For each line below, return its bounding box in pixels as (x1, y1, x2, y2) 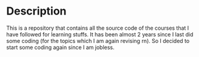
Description (6, 4, 67, 18)
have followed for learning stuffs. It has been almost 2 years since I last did (6, 30, 194, 38)
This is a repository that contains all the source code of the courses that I (6, 24, 189, 32)
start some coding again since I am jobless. (6, 44, 115, 51)
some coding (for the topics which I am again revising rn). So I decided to (6, 37, 190, 44)
